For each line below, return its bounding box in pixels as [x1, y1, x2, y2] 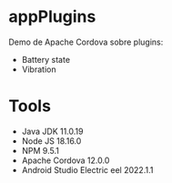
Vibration [21, 64, 56, 75]
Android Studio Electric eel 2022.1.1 [21, 164, 154, 175]
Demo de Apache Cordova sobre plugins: [8, 36, 164, 47]
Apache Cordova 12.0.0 [21, 155, 110, 166]
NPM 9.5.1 [21, 145, 60, 156]
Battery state [21, 54, 70, 65]
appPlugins [8, 6, 96, 27]
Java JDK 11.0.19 [21, 126, 84, 137]
